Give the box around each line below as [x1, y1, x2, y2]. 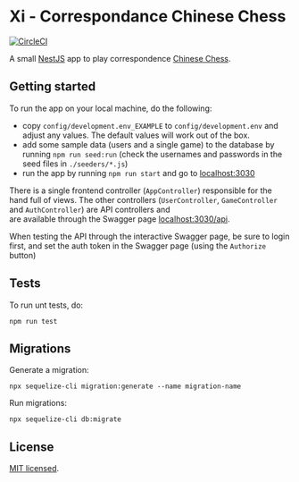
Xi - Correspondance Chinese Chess [9, 6, 287, 27]
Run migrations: [9, 398, 67, 409]
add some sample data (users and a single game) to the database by [21, 139, 275, 149]
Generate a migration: [9, 365, 89, 376]
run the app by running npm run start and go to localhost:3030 [21, 167, 256, 178]
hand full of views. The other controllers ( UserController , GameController [9, 194, 278, 205]
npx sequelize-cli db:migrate [9, 415, 122, 424]
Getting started [9, 79, 96, 95]
